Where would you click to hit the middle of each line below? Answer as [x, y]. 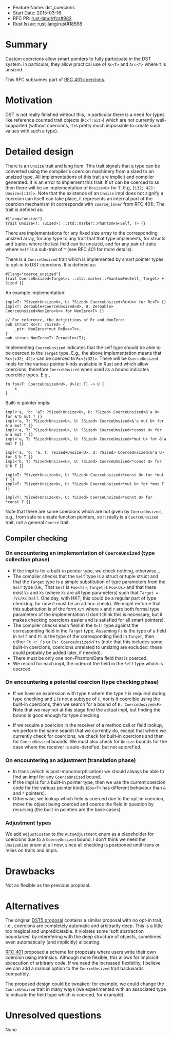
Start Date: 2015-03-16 [37, 13]
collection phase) [27, 560]
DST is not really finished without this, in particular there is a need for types [85, 114]
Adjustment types [28, 823]
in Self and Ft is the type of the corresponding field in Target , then [83, 636]
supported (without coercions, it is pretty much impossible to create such [83, 125]
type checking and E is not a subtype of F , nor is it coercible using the [86, 699]
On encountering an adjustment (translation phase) [71, 760]
